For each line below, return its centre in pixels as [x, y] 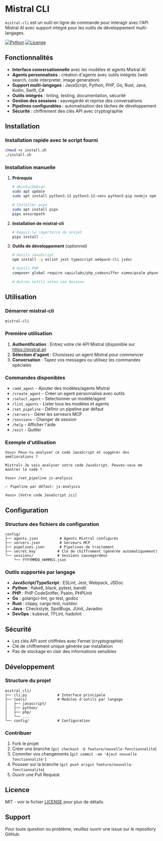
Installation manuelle [30, 168]
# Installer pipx [30, 205]
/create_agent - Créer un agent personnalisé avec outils [68, 394]
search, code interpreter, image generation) [56, 80]
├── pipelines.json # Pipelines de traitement [60, 547]
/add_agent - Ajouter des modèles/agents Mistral [61, 388]
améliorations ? [21, 457]
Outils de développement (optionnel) [50, 246]
